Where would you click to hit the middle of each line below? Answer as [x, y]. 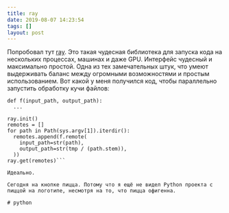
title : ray [23, 13]
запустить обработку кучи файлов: [58, 88]
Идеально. [21, 173]
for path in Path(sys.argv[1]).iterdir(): [69, 131]
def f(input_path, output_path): [55, 101]
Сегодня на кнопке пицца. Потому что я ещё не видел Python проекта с [110, 185]
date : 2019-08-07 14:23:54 [46, 20]
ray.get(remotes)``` [37, 161]
